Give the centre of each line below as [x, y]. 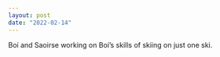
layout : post [29, 15]
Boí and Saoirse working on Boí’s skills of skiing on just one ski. [110, 45]
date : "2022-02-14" [40, 23]
